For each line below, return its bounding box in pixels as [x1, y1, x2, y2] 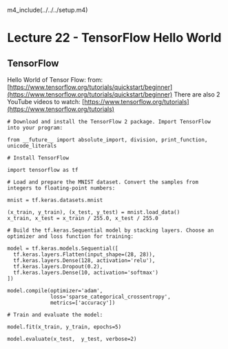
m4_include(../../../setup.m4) [7, 6, 88, 14]
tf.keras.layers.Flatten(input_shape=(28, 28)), [13, 251, 156, 258]
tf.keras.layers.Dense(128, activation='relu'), [13, 257, 156, 264]
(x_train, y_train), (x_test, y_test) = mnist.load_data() [7, 209, 180, 216]
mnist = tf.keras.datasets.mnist [7, 197, 103, 203]
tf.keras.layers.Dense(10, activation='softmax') [13, 269, 158, 276]
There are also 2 [174, 90, 220, 99]
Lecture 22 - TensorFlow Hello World [7, 30, 222, 46]
